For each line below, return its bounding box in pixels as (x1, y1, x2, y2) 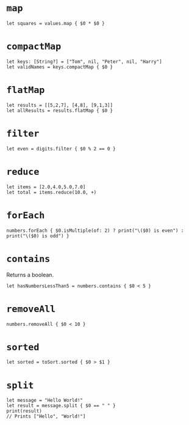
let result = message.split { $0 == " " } (6, 403, 116, 409)
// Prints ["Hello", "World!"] (6, 413, 86, 419)
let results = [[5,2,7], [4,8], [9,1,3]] (6, 102, 113, 108)
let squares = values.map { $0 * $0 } (6, 20, 105, 26)
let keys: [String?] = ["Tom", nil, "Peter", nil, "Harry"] (6, 58, 163, 65)
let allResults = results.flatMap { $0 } (6, 107, 113, 114)
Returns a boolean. (6, 271, 54, 278)
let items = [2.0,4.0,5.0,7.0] (6, 183, 86, 190)
